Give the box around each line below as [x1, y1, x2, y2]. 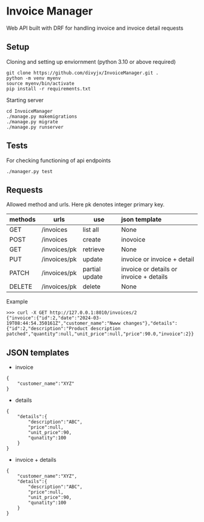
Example [6, 298, 29, 305]
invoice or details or [121, 265, 178, 274]
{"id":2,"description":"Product [6, 326, 88, 332]
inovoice [121, 236, 146, 244]
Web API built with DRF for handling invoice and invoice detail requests [6, 24, 184, 32]
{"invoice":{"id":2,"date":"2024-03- [6, 315, 102, 321]
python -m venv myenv [6, 75, 61, 81]
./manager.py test [6, 168, 53, 174]
